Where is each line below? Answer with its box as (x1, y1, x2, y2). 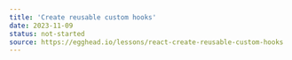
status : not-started (9, 29, 86, 38)
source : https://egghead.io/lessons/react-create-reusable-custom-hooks (9, 37, 284, 47)
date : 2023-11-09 (9, 21, 74, 30)
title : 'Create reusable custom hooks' (9, 12, 157, 22)
